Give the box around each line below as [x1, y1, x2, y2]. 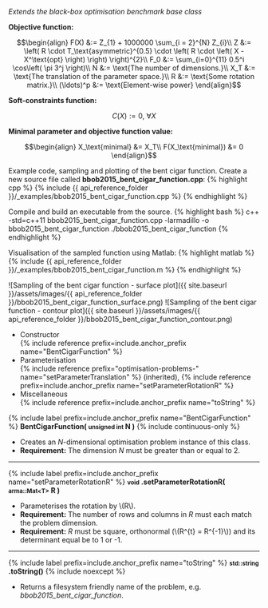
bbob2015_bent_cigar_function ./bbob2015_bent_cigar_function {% [8, 224, 229, 233]
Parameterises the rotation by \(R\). [19, 501, 136, 511]
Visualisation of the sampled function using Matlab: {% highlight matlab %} [8, 248, 255, 257]
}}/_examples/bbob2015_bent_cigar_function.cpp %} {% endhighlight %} [8, 192, 248, 201]
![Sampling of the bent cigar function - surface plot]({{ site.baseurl [8, 280, 227, 290]
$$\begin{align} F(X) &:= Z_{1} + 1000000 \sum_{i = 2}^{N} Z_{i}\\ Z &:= [16, 38, 252, 47]
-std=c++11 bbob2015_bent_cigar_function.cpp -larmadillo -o [8, 216, 210, 225]
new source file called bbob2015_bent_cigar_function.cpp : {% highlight [8, 175, 247, 184]
